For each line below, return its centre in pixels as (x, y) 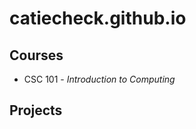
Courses (36, 55)
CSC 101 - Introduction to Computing (99, 79)
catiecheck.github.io (98, 18)
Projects (36, 110)
